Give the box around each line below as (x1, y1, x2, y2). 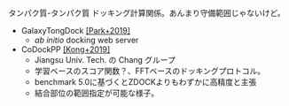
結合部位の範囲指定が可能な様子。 (34, 87, 160, 98)
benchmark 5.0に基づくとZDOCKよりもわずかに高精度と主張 (34, 77, 257, 87)
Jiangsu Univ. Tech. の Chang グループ (34, 55, 176, 64)
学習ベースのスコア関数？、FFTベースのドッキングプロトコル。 (34, 65, 266, 76)
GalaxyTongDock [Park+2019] (20, 26, 130, 35)
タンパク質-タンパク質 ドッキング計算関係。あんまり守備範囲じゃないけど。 (8, 8, 285, 18)
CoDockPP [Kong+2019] (20, 44, 111, 55)
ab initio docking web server (34, 34, 139, 45)
